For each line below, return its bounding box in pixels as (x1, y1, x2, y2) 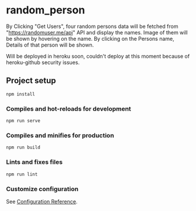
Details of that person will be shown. (6, 41, 94, 48)
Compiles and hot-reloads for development (6, 104, 132, 112)
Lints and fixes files (6, 158, 63, 166)
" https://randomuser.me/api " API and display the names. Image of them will (6, 29, 188, 36)
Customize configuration (6, 185, 79, 193)
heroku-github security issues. (6, 59, 80, 66)
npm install (6, 91, 35, 97)
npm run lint (6, 171, 38, 177)
